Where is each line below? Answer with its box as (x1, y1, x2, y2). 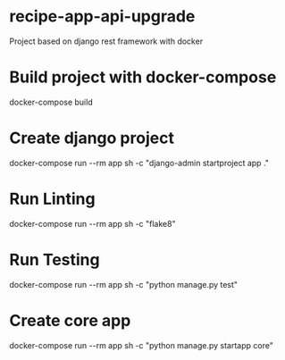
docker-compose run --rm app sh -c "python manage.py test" (9, 279, 239, 289)
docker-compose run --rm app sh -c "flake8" (9, 218, 176, 229)
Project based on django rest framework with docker (9, 36, 204, 46)
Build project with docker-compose (9, 67, 277, 88)
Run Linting (9, 189, 96, 209)
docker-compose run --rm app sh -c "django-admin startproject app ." (9, 157, 270, 168)
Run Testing (9, 249, 100, 270)
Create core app (9, 310, 131, 331)
